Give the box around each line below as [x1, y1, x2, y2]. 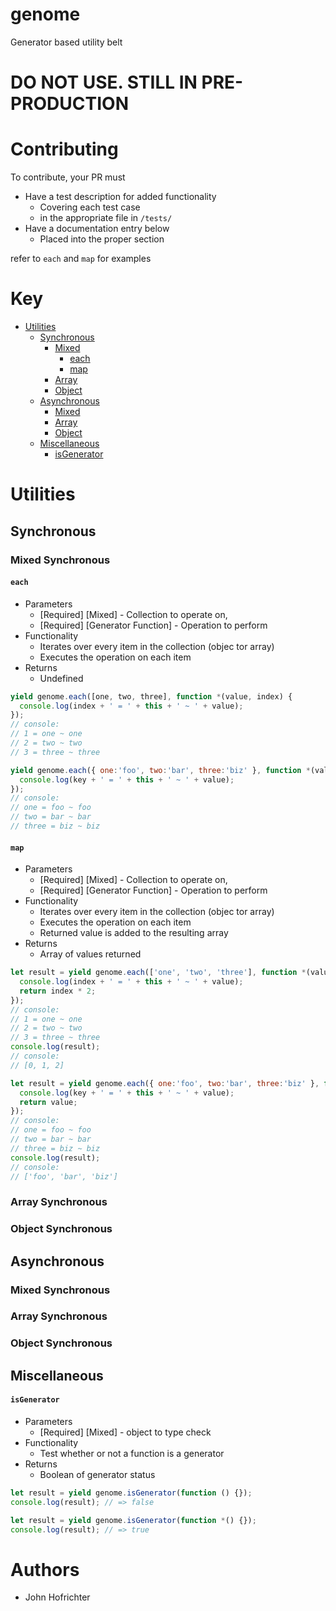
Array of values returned [39, 948, 142, 960]
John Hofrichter [24, 1591, 91, 1603]
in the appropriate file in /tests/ [39, 212, 173, 224]
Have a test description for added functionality [24, 191, 217, 203]
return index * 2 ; [19, 986, 97, 996]
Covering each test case [39, 201, 141, 213]
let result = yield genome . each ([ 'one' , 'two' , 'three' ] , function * [10, 968, 307, 978]
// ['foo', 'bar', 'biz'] [10, 1171, 118, 1182]
